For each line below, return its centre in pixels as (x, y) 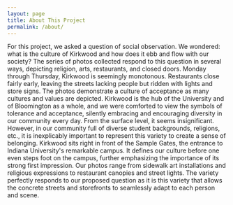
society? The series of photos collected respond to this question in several (114, 62)
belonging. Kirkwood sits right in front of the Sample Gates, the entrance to (115, 143)
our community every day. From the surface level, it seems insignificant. (111, 121)
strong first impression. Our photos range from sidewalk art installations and (117, 166)
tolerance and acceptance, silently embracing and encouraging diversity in (115, 113)
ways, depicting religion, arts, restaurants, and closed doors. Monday (107, 69)
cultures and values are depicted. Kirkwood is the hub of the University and (116, 99)
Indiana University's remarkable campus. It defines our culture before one (113, 150)
